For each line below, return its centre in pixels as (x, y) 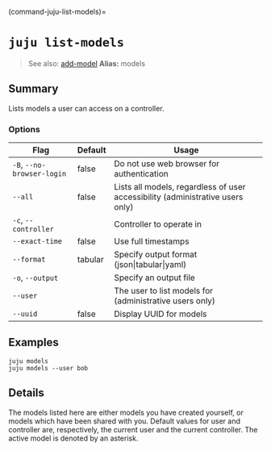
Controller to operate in (158, 224)
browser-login (40, 174)
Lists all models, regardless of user (180, 187)
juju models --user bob (48, 368)
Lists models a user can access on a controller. (86, 108)
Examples (33, 342)
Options (24, 129)
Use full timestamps (152, 241)
